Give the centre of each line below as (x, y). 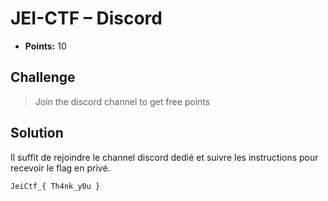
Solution (37, 133)
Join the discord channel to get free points (122, 101)
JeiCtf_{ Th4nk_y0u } (55, 186)
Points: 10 (45, 46)
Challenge (43, 77)
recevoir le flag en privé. (60, 168)
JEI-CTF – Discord (86, 18)
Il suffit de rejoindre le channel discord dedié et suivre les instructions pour (164, 157)
